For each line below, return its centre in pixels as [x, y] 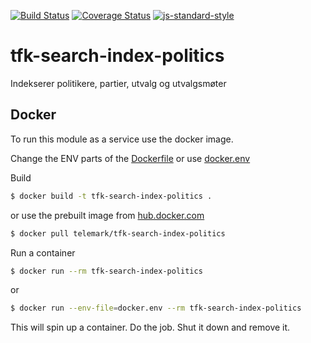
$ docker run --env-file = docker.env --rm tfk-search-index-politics [156, 308]
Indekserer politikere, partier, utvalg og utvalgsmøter [118, 83]
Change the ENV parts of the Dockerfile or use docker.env [130, 158]
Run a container [43, 252]
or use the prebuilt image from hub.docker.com [107, 215]
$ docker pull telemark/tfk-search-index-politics [118, 233]
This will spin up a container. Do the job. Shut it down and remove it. [150, 327]
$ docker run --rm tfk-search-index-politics [106, 271]
